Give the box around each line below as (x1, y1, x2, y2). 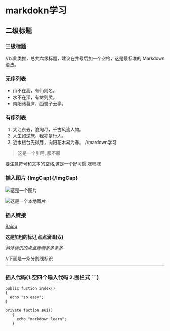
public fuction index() (5, 286, 56, 291)
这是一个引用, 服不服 (17, 150, 61, 156)
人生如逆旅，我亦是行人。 (12, 133, 66, 139)
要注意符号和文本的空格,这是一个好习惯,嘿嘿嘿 (5, 161, 101, 167)
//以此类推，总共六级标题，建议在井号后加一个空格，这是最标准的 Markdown (5, 55, 165, 61)
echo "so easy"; (10, 295, 44, 300)
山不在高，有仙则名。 (12, 88, 57, 94)
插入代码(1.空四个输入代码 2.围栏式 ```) (5, 274, 99, 281)
